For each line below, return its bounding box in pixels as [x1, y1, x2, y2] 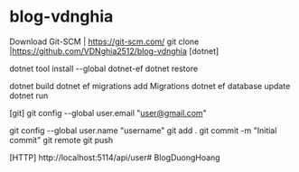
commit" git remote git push [9, 134, 114, 145]
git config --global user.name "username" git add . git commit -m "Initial [9, 124, 277, 136]
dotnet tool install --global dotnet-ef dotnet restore [9, 63, 199, 74]
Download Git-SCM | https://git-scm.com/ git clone [9, 36, 200, 47]
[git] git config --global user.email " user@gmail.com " [9, 107, 208, 118]
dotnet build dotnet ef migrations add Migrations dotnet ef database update [9, 80, 291, 91]
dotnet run [9, 90, 49, 101]
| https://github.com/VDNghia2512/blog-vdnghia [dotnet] [9, 45, 220, 56]
